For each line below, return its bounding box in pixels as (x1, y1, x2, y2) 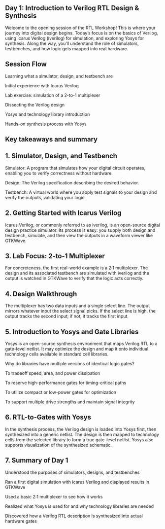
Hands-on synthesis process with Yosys (5, 121, 87, 127)
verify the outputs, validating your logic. (5, 194, 86, 200)
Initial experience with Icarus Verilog (5, 82, 79, 88)
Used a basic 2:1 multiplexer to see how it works (5, 494, 103, 499)
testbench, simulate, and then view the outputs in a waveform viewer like (5, 232, 153, 238)
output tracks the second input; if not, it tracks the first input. (5, 313, 129, 319)
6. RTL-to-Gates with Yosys (5, 413, 92, 422)
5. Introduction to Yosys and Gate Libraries (5, 327, 139, 336)
